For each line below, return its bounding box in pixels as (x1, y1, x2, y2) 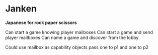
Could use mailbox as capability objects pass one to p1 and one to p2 (5, 44, 149, 50)
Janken (5, 3, 37, 14)
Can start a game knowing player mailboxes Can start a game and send (5, 29, 153, 35)
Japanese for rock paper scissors (5, 19, 77, 25)
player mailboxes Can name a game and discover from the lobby (5, 34, 139, 40)
